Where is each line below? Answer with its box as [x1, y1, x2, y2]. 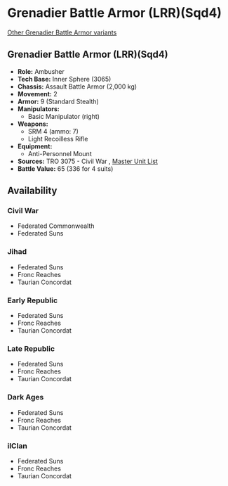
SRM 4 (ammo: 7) [27, 127, 79, 135]
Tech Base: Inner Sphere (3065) [17, 75, 112, 83]
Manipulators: [17, 104, 60, 113]
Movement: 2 [17, 89, 58, 98]
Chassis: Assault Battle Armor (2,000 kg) [17, 82, 138, 91]
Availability [7, 185, 58, 197]
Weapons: [17, 120, 48, 128]
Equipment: [17, 142, 53, 151]
